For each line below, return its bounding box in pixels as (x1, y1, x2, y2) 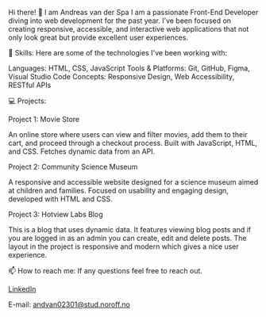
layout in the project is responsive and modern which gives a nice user (8, 242, 240, 251)
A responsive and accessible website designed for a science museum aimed (8, 178, 259, 186)
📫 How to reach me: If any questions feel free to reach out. (8, 266, 202, 275)
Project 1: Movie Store (8, 115, 80, 124)
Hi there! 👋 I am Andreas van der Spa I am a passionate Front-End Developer (8, 8, 259, 17)
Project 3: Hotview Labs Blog (8, 210, 103, 219)
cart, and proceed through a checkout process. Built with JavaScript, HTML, (8, 139, 258, 147)
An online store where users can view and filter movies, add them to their (8, 130, 248, 139)
